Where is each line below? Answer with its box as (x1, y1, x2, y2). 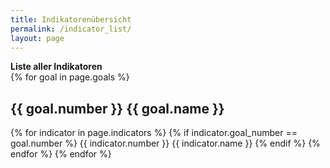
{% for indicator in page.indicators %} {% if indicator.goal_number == (10, 127, 298, 139)
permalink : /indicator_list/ (10, 24, 132, 34)
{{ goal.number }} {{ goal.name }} (10, 100, 225, 117)
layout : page (10, 33, 65, 43)
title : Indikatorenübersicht (10, 14, 132, 25)
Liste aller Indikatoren (10, 61, 103, 73)
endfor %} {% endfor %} (10, 148, 112, 160)
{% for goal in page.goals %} (10, 71, 130, 83)
